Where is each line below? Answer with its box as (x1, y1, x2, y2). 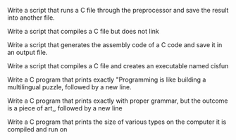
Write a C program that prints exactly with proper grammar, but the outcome (7, 96, 228, 105)
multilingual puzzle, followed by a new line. (7, 83, 132, 91)
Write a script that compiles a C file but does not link (7, 27, 160, 35)
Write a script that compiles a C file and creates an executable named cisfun (7, 62, 229, 70)
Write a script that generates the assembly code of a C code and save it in (7, 41, 223, 49)
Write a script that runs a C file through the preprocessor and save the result (7, 6, 229, 14)
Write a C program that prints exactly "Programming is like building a (7, 75, 206, 84)
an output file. (7, 49, 48, 56)
